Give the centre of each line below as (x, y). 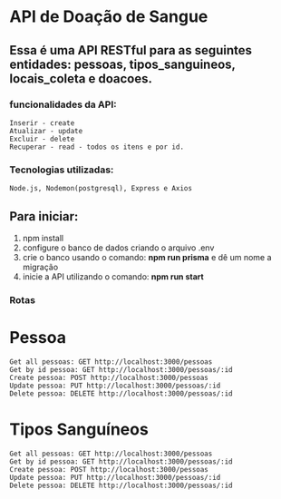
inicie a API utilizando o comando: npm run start (113, 276)
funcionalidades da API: (63, 104)
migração (40, 267)
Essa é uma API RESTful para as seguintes (131, 50)
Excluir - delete (42, 139)
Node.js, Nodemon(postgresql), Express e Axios (101, 189)
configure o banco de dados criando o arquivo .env (118, 248)
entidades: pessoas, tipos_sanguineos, (122, 64)
